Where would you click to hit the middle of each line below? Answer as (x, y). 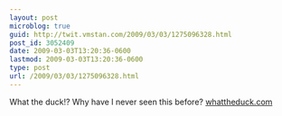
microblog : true (40, 26)
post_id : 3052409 (42, 43)
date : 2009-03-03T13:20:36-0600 (70, 51)
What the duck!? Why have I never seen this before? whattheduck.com (141, 102)
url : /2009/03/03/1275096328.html (75, 76)
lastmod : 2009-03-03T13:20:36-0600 (76, 59)
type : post (30, 68)
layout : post (34, 18)
